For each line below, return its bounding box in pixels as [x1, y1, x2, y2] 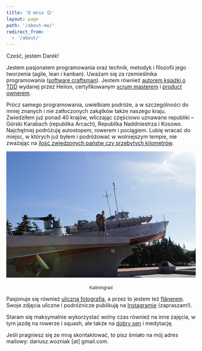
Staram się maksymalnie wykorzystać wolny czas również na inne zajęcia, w [6, 313, 196, 321]
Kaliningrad [89, 285, 113, 291]
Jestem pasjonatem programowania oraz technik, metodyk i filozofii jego [6, 64, 186, 72]
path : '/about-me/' [6, 22, 55, 28]
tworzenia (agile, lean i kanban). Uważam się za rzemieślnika [6, 70, 158, 78]
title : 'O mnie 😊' [6, 10, 54, 16]
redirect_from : [6, 29, 44, 35]
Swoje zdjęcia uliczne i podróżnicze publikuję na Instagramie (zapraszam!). [6, 302, 192, 309]
